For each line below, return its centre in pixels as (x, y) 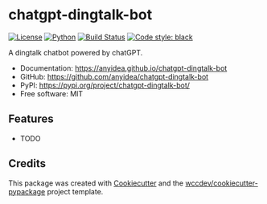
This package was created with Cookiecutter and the (96, 183)
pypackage (27, 191)
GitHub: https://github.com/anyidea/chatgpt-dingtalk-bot (114, 76)
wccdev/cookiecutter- (222, 183)
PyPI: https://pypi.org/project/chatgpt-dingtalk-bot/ (105, 85)
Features (31, 119)
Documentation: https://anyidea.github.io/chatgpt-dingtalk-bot (123, 68)
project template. (75, 191)
